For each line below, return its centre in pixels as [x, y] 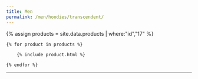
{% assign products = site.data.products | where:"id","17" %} [80, 33]
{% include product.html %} [51, 54]
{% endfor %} [22, 65]
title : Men [19, 11]
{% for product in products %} [44, 44]
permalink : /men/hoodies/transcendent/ [55, 17]
